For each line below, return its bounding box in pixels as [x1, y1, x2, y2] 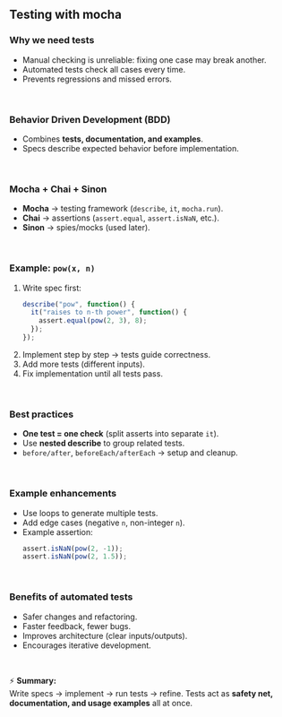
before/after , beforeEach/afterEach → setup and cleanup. [21, 447, 239, 458]
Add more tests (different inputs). [21, 358, 146, 369]
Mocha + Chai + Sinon [9, 183, 107, 195]
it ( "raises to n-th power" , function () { [30, 308, 188, 317]
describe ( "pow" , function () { [21, 299, 136, 308]
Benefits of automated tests [9, 591, 133, 603]
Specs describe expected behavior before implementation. [21, 143, 239, 153]
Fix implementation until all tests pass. [21, 367, 164, 379]
